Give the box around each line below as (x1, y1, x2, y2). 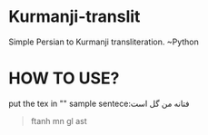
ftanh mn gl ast (30, 115, 87, 126)
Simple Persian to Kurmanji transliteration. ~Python (8, 36, 199, 47)
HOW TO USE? (8, 68, 120, 89)
